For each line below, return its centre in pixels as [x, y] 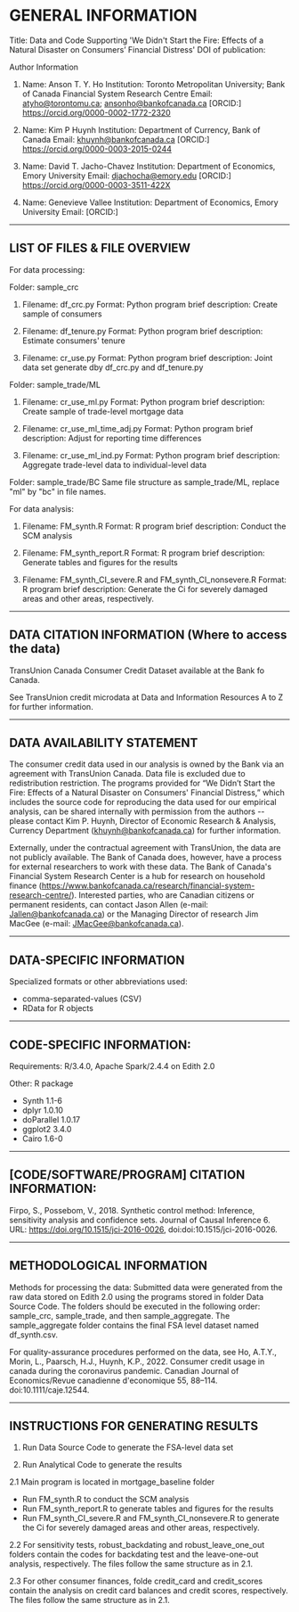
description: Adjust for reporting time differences [112, 438]
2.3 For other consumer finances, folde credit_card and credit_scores [136, 1581]
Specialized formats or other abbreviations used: [99, 982]
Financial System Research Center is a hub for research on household [137, 876]
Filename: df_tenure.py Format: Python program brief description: [142, 331]
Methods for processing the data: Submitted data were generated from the [146, 1287]
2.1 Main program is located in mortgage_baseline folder [112, 1482]
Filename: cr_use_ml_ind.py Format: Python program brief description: [151, 455]
